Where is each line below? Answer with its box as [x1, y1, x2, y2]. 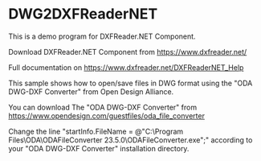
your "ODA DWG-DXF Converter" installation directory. [8, 143, 190, 153]
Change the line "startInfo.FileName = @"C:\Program [8, 126, 184, 136]
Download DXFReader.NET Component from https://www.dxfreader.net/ [8, 47, 247, 56]
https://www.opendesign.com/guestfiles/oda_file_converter [8, 110, 205, 121]
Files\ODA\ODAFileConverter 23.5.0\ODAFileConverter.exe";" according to [8, 134, 253, 145]
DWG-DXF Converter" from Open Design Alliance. [8, 86, 174, 97]
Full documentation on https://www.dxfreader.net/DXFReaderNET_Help [8, 62, 244, 72]
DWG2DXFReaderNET [8, 5, 158, 23]
